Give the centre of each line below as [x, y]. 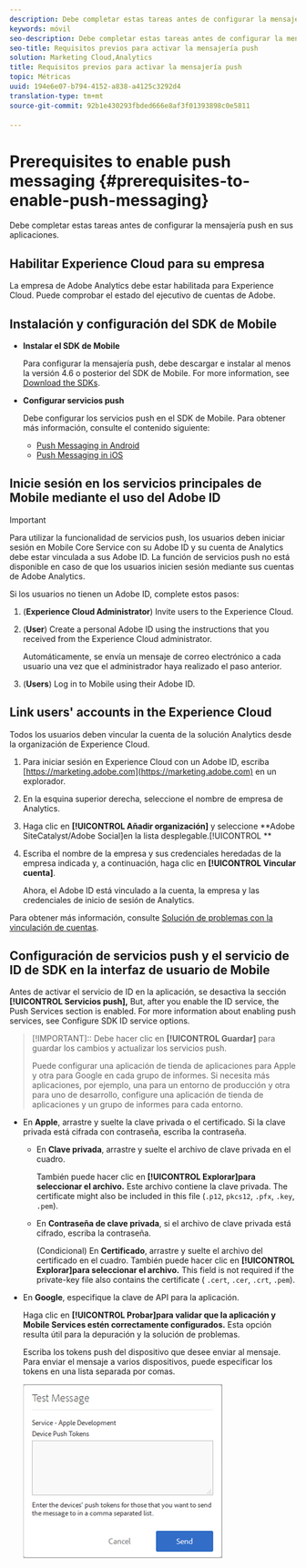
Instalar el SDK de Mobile [71, 345]
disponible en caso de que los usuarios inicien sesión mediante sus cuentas [152, 566]
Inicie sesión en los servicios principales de [136, 484]
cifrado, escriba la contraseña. [94, 1233]
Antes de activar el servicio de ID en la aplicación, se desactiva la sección [148, 992]
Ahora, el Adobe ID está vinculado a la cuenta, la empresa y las [141, 890]
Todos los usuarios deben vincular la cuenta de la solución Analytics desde [151, 734]
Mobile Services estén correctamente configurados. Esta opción [147, 1325]
